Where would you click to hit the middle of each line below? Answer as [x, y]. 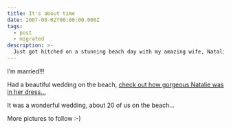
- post [23, 33]
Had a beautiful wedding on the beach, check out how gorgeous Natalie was [115, 84]
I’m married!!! [26, 71]
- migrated [29, 39]
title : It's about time [41, 13]
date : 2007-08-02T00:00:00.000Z [53, 20]
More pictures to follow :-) [44, 118]
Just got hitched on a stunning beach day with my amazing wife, [109, 52]
